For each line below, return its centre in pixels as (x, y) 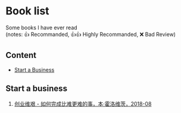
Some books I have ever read (42, 28)
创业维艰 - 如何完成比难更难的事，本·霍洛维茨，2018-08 (83, 103)
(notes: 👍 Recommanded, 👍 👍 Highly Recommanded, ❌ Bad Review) (91, 34)
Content (21, 55)
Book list (27, 11)
